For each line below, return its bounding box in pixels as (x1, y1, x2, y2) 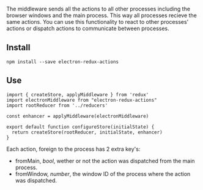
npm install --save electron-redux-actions (6, 58, 119, 65)
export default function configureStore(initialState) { (6, 124, 155, 130)
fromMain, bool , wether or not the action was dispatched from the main (15, 157, 195, 164)
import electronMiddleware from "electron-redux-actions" (6, 97, 157, 103)
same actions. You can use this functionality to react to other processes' (6, 18, 189, 25)
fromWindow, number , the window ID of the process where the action (15, 170, 191, 177)
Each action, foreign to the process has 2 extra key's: (6, 145, 141, 153)
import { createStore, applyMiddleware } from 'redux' (6, 91, 149, 97)
